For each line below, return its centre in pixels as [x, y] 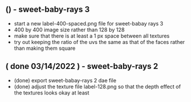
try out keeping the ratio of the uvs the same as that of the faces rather [99, 42]
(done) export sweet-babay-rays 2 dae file [65, 80]
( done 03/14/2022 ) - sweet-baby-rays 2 [82, 66]
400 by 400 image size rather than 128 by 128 [69, 30]
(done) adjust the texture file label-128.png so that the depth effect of [97, 86]
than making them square [45, 48]
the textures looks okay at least [51, 93]
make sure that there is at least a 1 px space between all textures [92, 36]
